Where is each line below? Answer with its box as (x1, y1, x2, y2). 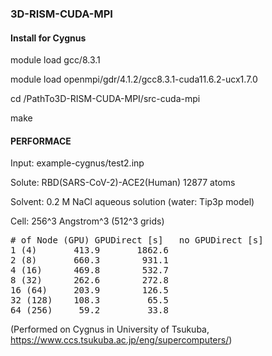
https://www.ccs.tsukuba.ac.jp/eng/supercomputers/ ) (10, 334, 233, 346)
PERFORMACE (10, 135, 72, 147)
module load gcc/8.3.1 (10, 54, 101, 66)
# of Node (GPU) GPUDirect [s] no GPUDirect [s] (10, 235, 264, 246)
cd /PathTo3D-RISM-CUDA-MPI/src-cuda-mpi (10, 93, 201, 105)
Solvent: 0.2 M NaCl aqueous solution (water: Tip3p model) (10, 196, 255, 208)
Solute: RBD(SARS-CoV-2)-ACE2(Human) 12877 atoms (10, 177, 236, 189)
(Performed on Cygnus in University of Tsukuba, (10, 323, 210, 336)
